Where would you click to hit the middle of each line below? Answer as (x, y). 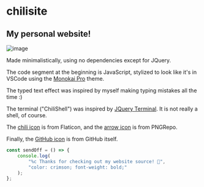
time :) (14, 97)
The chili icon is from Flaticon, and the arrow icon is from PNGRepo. (92, 127)
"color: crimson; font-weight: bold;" (78, 167)
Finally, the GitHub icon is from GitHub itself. (62, 139)
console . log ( (34, 156)
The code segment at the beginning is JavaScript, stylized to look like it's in (102, 72)
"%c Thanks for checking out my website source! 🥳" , (97, 161)
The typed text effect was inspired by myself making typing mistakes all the (102, 90)
